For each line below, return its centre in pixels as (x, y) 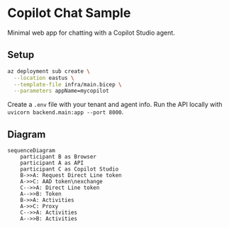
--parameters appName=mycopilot (62, 91)
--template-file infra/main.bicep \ (68, 84)
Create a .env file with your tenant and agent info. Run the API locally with (115, 105)
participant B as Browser (58, 157)
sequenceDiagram (31, 151)
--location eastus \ (44, 78)
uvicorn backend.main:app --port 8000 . (66, 112)
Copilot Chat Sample (69, 13)
